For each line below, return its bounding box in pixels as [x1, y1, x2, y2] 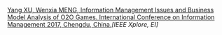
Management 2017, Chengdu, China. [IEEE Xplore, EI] [7, 21, 159, 28]
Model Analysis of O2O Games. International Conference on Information [7, 13, 215, 21]
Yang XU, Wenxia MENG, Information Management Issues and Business [7, 6, 214, 14]
